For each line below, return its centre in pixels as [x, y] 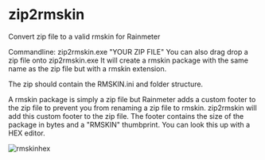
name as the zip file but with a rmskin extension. [88, 68]
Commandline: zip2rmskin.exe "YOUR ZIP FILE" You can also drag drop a [128, 51]
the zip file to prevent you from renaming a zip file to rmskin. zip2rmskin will [132, 108]
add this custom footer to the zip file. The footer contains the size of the [126, 116]
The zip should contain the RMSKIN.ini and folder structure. [106, 84]
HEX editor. [27, 133]
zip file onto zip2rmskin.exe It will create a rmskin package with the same [129, 60]
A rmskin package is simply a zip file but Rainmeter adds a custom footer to [132, 99]
